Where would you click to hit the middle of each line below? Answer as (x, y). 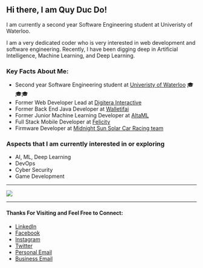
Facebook (27, 233)
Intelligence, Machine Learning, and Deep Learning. (71, 55)
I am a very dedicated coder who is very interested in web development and (101, 42)
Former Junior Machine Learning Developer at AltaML (82, 116)
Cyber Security (34, 170)
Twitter (24, 246)
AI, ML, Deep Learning (43, 157)
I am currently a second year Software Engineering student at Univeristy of (99, 24)
